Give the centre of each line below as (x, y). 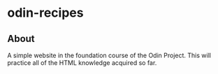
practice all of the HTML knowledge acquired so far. (82, 63)
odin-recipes (45, 13)
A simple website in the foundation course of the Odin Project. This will (109, 55)
